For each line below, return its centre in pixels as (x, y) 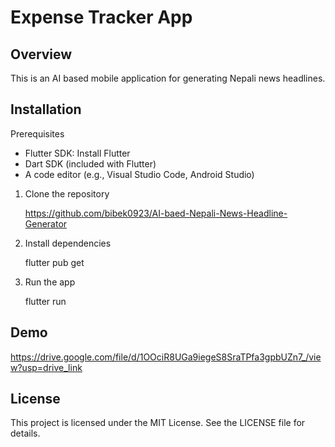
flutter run (45, 301)
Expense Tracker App (101, 17)
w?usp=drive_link (46, 367)
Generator (46, 223)
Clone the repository (67, 193)
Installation (46, 109)
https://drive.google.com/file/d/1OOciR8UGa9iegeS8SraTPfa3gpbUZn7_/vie (166, 357)
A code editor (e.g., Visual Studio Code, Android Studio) (139, 174)
